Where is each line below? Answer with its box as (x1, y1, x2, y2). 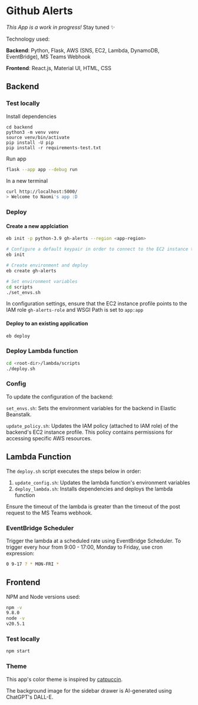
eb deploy (6, 333, 31, 339)
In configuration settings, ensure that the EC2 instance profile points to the (6, 300, 187, 307)
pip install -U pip (6, 140, 54, 146)
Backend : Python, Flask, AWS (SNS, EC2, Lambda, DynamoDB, (6, 47, 160, 54)
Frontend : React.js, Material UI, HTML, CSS (6, 64, 112, 71)
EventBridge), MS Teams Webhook (6, 53, 91, 60)
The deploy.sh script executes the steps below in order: (6, 467, 141, 475)
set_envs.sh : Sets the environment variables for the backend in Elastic (6, 404, 177, 411)
